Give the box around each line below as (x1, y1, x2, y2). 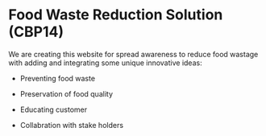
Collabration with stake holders (19, 120, 123, 130)
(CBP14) (8, 23, 64, 41)
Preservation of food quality (19, 89, 114, 98)
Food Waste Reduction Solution (8, 6, 223, 24)
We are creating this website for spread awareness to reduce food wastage (8, 49, 259, 59)
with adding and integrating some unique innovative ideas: (8, 58, 203, 68)
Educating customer (19, 105, 88, 114)
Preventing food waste (19, 73, 95, 83)
